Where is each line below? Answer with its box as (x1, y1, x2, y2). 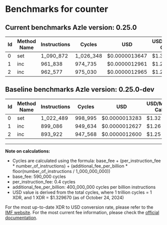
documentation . (5, 215, 38, 221)
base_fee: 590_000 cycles (12, 173, 66, 179)
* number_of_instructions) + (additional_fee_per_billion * (12, 163, 128, 169)
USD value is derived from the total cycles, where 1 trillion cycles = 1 (12, 189, 152, 195)
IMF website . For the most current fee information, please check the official (5, 209, 160, 215)
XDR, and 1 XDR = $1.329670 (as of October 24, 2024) (12, 194, 124, 200)
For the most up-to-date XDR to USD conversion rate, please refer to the (5, 204, 154, 210)
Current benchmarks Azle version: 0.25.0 (5, 23, 137, 32)
